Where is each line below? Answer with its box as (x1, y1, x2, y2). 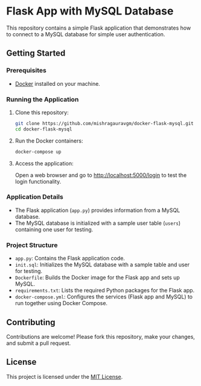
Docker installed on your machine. (14, 80, 101, 87)
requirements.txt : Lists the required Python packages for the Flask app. (14, 287, 195, 294)
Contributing (6, 317, 56, 327)
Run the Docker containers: (14, 137, 83, 144)
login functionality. (14, 178, 62, 185)
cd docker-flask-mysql (14, 126, 72, 132)
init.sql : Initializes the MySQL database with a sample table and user (14, 261, 190, 268)
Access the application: (14, 159, 74, 167)
